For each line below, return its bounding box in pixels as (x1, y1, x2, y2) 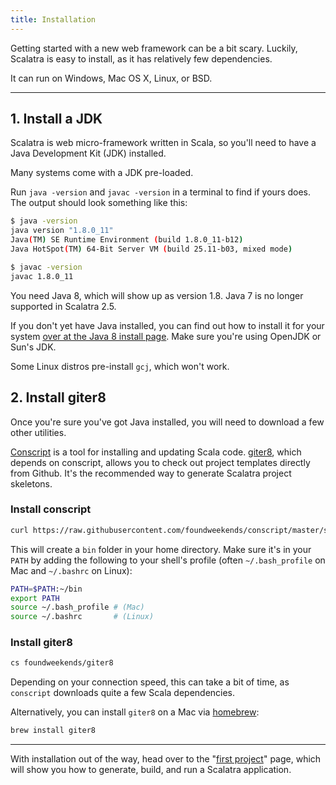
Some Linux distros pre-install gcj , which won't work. (10, 360, 230, 372)
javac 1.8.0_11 (10, 271, 74, 281)
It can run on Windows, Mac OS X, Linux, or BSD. (10, 72, 213, 84)
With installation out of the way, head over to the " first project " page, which (10, 753, 322, 765)
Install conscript (10, 502, 92, 516)
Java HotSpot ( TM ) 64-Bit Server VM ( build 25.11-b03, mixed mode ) (10, 244, 293, 255)
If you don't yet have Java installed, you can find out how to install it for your (10, 319, 325, 331)
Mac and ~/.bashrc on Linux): (10, 564, 133, 576)
